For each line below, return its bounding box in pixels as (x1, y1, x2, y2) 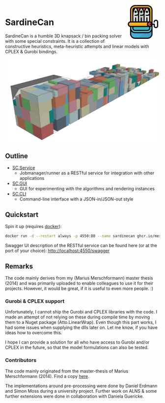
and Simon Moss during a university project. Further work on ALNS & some (5, 388, 157, 394)
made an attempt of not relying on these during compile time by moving (5, 314, 150, 320)
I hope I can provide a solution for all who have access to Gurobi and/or (5, 339, 150, 345)
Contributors (5, 357, 37, 364)
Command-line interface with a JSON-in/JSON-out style (19, 196, 134, 202)
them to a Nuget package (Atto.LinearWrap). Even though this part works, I (5, 319, 157, 325)
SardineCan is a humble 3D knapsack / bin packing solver (5, 33, 122, 39)
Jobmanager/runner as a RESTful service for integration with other (19, 170, 155, 176)
